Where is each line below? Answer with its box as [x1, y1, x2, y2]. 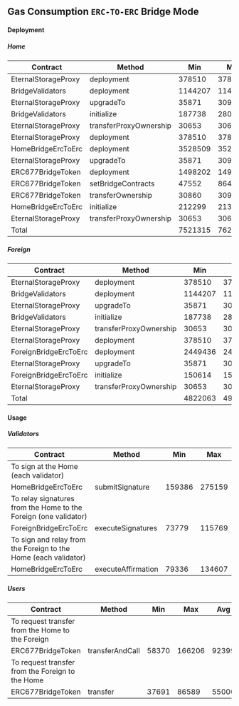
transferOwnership [89, 190, 153, 200]
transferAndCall [87, 646, 140, 656]
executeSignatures [95, 523, 158, 533]
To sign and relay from [11, 535, 86, 545]
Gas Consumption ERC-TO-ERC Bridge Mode [7, 6, 199, 18]
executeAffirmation [95, 564, 159, 574]
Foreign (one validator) [11, 512, 87, 522]
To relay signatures [11, 494, 75, 504]
